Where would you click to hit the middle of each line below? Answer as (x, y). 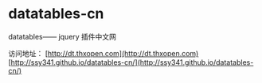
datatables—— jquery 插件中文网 (63, 36)
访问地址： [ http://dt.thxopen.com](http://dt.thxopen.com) (104, 53)
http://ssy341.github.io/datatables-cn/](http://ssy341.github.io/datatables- (132, 62)
